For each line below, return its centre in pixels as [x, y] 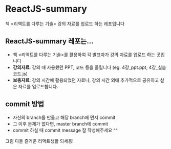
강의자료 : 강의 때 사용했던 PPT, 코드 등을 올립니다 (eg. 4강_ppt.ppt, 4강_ [85, 67]
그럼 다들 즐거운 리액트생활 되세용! [39, 141]
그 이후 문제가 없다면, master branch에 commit [60, 123]
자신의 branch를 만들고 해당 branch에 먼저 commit [64, 117]
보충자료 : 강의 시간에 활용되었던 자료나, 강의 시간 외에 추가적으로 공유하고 [86, 80]
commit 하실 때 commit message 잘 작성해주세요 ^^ [65, 130]
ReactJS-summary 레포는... [49, 41]
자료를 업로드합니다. [38, 86]
